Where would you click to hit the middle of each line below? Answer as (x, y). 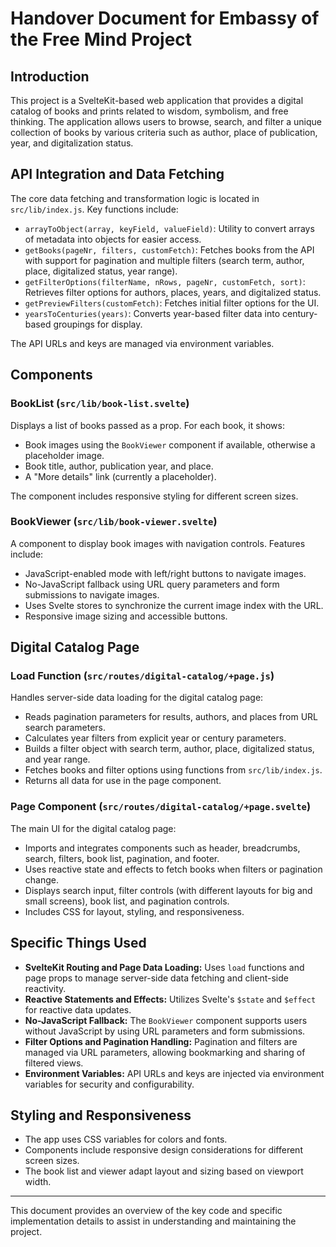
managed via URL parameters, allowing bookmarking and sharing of (165, 1052)
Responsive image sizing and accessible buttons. (126, 616)
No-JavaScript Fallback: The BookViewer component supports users (166, 1020)
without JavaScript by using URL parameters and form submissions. (165, 1031)
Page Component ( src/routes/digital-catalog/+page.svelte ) (161, 807)
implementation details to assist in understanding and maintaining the (153, 1221)
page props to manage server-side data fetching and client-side (156, 978)
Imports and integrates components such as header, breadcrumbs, (162, 848)
